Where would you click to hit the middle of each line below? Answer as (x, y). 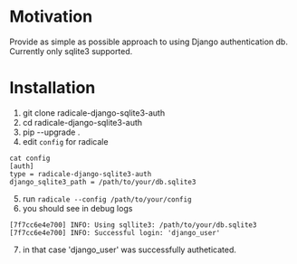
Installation (53, 88)
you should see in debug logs (77, 208)
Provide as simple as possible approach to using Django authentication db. (148, 42)
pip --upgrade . (51, 132)
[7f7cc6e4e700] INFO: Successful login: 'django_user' (115, 232)
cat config (30, 158)
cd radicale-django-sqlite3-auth (82, 122)
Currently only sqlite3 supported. (71, 51)
